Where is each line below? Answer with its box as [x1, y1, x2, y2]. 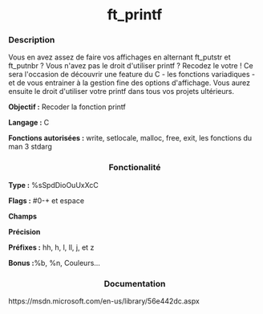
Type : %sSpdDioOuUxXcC [8, 180, 99, 190]
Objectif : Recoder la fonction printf [8, 102, 126, 112]
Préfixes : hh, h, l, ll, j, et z [8, 243, 95, 252]
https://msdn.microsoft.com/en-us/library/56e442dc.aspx [8, 296, 200, 306]
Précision [8, 226, 41, 236]
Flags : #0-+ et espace [8, 195, 85, 206]
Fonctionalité [108, 162, 161, 173]
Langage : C [8, 118, 50, 128]
